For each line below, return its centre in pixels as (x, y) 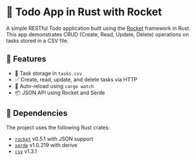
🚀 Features (26, 59)
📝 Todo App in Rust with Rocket (84, 12)
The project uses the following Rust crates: (58, 127)
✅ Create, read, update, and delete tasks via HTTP (76, 79)
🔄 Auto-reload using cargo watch (54, 86)
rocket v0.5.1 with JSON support (54, 139)
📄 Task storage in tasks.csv (48, 73)
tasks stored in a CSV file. (37, 40)
